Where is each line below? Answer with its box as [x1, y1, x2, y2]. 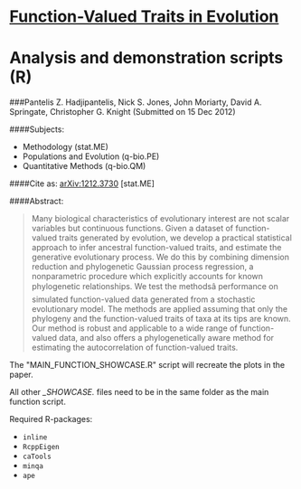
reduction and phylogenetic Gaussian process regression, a [31, 261, 254, 272]
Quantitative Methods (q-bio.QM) [22, 161, 146, 172]
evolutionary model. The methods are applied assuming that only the [31, 304, 287, 315]
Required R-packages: [9, 414, 93, 425]
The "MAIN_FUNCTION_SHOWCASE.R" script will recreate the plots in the [9, 360, 286, 371]
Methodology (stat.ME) [22, 142, 108, 153]
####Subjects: [9, 124, 65, 135]
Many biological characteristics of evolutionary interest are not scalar [31, 213, 290, 224]
